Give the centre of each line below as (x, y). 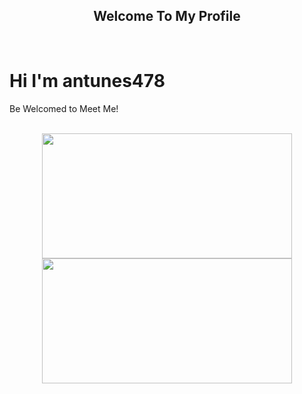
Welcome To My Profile (167, 16)
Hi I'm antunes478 (87, 81)
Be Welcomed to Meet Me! (64, 108)
